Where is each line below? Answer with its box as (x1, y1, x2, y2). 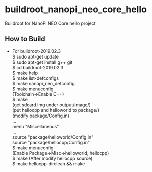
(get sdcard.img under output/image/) (12, 102, 91, 108)
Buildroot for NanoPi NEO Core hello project (5, 20, 96, 26)
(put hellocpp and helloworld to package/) (12, 107, 99, 113)
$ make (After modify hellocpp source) (12, 155, 93, 161)
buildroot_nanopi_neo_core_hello (5, 4, 147, 15)
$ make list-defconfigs (12, 75, 59, 81)
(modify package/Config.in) (12, 112, 70, 119)
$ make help (12, 70, 38, 76)
